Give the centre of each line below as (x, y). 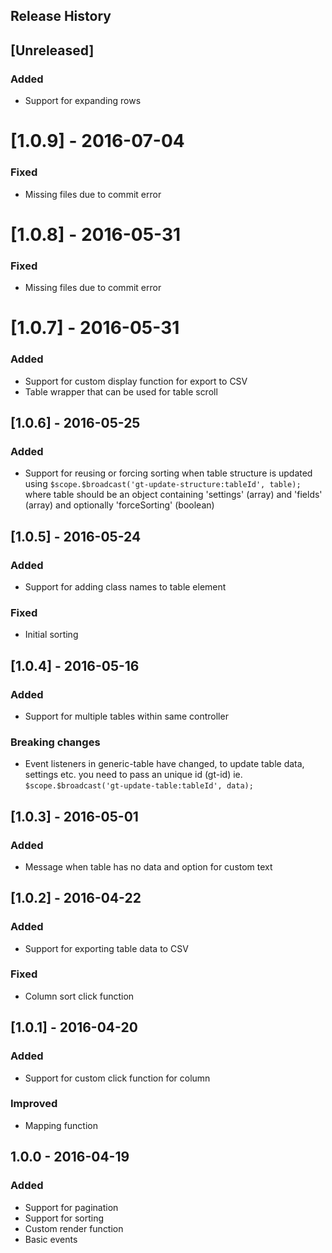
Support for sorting (64, 1218)
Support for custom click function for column (117, 1078)
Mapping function (61, 1125)
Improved (34, 1104)
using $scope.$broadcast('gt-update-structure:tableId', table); (163, 484)
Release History (61, 16)
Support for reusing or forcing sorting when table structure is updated (168, 473)
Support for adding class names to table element (125, 586)
